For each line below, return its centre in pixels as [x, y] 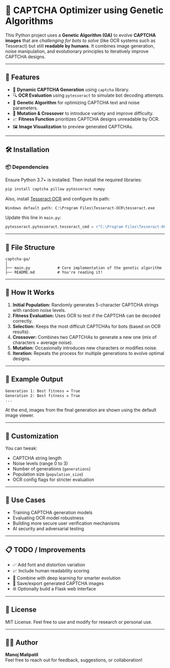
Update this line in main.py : [33, 218]
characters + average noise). [43, 342]
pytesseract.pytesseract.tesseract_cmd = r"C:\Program [64, 227]
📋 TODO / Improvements [46, 550]
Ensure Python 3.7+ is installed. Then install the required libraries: [74, 180]
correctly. [23, 321]
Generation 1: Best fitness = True [43, 391]
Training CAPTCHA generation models [52, 512]
